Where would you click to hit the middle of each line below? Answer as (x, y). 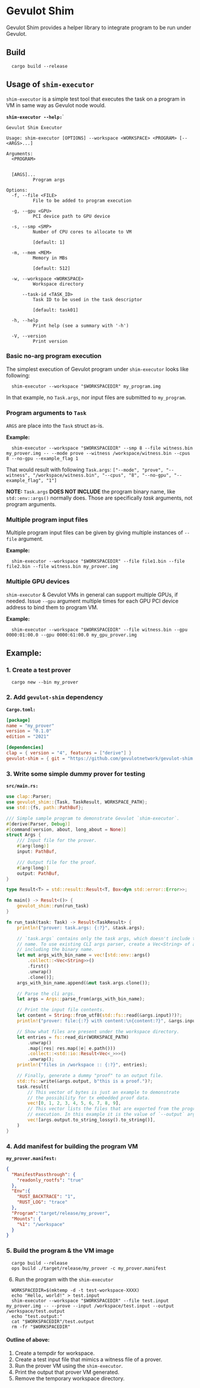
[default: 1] (49, 242)
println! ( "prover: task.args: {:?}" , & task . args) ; (81, 928)
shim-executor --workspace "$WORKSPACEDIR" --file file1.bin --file (98, 562)
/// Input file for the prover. (57, 841)
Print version (50, 341)
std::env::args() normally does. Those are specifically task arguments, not (99, 498)
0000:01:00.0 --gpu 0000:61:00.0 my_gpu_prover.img (71, 635)
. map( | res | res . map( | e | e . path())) (72, 1048)
